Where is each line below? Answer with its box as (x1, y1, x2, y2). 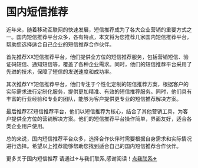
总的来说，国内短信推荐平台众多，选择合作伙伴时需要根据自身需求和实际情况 (6, 135, 192, 142)
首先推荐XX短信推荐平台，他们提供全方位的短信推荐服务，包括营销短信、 (6, 53, 184, 60)
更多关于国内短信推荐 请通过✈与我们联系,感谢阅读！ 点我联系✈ (6, 154, 157, 162)
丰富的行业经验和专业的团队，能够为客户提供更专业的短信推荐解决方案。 (6, 95, 181, 102)
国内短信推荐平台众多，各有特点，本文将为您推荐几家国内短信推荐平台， (16, 33, 192, 40)
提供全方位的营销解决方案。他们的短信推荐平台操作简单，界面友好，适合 (11, 115, 187, 122)
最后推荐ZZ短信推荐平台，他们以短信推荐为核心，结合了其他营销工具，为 (6, 107, 183, 115)
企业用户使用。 (11, 122, 48, 130)
